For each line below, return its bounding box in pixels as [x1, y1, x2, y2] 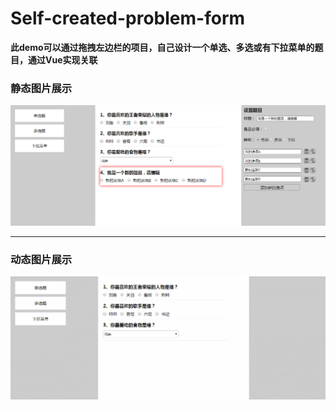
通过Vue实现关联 [27, 53, 98, 66]
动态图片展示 [10, 252, 73, 266]
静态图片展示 [10, 81, 73, 95]
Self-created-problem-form [10, 7, 246, 30]
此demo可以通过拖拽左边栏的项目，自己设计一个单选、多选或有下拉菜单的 [10, 41, 315, 53]
